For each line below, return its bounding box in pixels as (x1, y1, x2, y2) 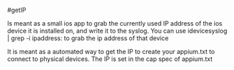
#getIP (7, 6, 27, 14)
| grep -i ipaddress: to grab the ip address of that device (7, 34, 169, 42)
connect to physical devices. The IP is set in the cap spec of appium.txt (7, 55, 213, 63)
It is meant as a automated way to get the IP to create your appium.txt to (7, 48, 215, 55)
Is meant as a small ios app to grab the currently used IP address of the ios (7, 19, 223, 27)
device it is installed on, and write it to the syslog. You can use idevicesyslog (7, 27, 228, 35)
